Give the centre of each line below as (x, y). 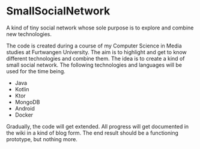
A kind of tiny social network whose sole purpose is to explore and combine (100, 28)
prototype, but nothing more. (42, 139)
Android (25, 108)
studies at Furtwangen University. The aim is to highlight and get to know (97, 52)
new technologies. (29, 34)
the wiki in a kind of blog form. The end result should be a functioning (92, 133)
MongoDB (27, 102)
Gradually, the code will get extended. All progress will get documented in (98, 126)
